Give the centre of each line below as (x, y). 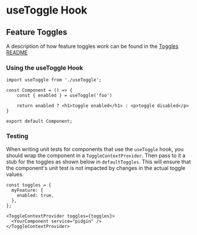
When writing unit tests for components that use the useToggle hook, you (95, 149)
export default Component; (39, 122)
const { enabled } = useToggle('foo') (64, 96)
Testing (17, 136)
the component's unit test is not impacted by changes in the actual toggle (96, 168)
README (17, 53)
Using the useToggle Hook (45, 67)
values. (15, 174)
